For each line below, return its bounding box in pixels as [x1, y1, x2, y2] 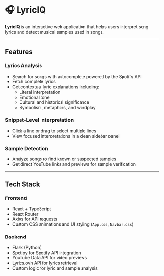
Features [5, 48, 33, 56]
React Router [12, 211, 39, 217]
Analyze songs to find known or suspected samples [12, 156, 116, 162]
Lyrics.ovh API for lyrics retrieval [12, 260, 78, 266]
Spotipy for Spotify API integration [12, 250, 82, 256]
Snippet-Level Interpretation [5, 117, 74, 123]
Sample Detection [5, 145, 48, 152]
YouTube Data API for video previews [12, 255, 87, 261]
